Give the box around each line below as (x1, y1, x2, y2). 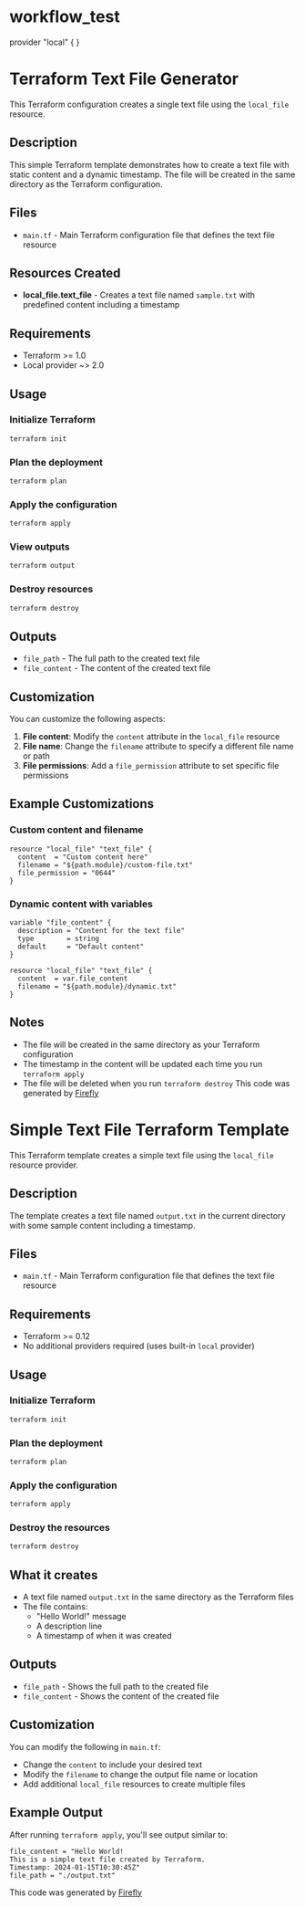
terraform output (9, 561, 76, 571)
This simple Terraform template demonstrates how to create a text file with (9, 159, 290, 170)
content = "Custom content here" (17, 852, 148, 862)
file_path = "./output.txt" (9, 1870, 117, 1880)
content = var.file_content (17, 974, 128, 983)
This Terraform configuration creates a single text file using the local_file (9, 99, 290, 110)
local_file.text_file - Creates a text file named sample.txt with (22, 289, 256, 300)
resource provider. (9, 1159, 79, 1170)
